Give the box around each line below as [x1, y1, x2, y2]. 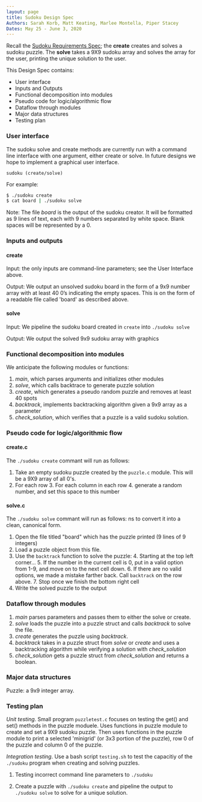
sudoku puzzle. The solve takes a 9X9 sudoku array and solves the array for [6, 49, 196, 56]
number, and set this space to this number [14, 488, 120, 495]
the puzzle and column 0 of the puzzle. [6, 741, 103, 748]
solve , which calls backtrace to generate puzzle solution [14, 381, 155, 389]
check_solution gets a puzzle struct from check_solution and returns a [14, 652, 189, 659]
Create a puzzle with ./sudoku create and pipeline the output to [14, 783, 173, 790]
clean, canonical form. [6, 522, 62, 529]
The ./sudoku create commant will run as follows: [6, 457, 130, 464]
